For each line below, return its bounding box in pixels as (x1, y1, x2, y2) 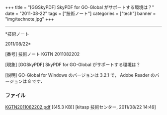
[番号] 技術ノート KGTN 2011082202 (5, 51, 80, 57)
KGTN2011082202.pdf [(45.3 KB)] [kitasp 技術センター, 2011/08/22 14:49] (5, 104, 157, 110)
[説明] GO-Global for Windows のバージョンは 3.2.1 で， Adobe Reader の (5, 72, 155, 78)
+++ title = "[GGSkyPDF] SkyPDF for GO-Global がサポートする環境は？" (5, 4, 154, 10)
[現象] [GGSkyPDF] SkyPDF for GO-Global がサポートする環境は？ (5, 61, 141, 67)
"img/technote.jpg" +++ (5, 16, 54, 22)
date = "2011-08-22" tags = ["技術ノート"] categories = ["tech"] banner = (5, 10, 156, 16)
